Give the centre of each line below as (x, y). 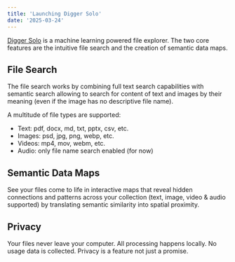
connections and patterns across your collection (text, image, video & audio (116, 198)
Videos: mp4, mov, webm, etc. (61, 144)
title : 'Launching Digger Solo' (54, 14)
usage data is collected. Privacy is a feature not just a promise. (98, 251)
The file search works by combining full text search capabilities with (106, 87)
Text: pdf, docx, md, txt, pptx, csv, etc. (73, 129)
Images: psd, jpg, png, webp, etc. (66, 136)
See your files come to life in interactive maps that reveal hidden (100, 190)
